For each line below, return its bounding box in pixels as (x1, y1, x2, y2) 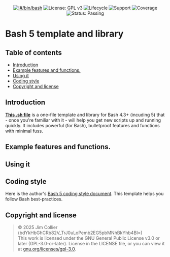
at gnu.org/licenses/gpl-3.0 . (17, 246, 76, 252)
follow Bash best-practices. (5, 196, 63, 202)
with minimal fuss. (5, 128, 43, 134)
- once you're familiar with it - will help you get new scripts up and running (5, 117, 161, 123)
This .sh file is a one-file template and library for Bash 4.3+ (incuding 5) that (5, 111, 165, 118)
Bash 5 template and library (5, 28, 124, 40)
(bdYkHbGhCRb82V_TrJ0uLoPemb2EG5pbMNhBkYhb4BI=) (17, 230, 143, 236)
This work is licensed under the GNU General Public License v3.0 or (17, 235, 160, 241)
